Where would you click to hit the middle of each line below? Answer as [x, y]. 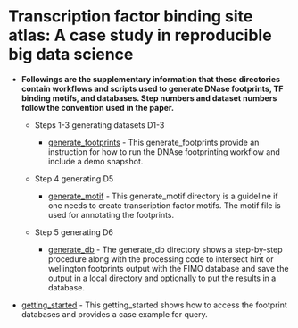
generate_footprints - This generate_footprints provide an [153, 142]
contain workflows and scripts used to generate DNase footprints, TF [152, 88]
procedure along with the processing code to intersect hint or [161, 259]
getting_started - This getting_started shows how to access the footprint [154, 305]
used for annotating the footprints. [111, 214]
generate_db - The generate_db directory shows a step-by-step [165, 249]
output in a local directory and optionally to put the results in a [162, 278]
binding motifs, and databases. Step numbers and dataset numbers [149, 98]
